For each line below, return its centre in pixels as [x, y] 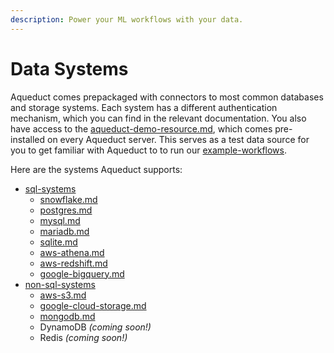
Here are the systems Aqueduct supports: [96, 169]
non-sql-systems [60, 284]
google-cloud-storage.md [93, 305]
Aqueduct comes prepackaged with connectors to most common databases [167, 97]
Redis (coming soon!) [83, 337]
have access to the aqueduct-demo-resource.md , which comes [141, 128]
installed [28, 139]
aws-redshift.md [73, 263]
